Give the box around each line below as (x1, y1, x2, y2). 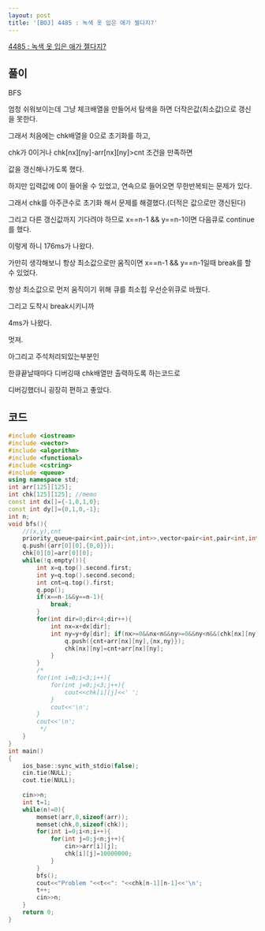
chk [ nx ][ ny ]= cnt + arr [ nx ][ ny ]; (64, 644, 164, 653)
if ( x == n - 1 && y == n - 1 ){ (36, 593, 104, 601)
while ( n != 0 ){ (22, 806, 65, 814)
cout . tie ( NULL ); (22, 776, 77, 784)
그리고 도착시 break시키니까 (8, 301, 95, 311)
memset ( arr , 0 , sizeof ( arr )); (36, 813, 129, 821)
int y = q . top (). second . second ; (36, 571, 136, 579)
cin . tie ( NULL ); (22, 769, 73, 777)
